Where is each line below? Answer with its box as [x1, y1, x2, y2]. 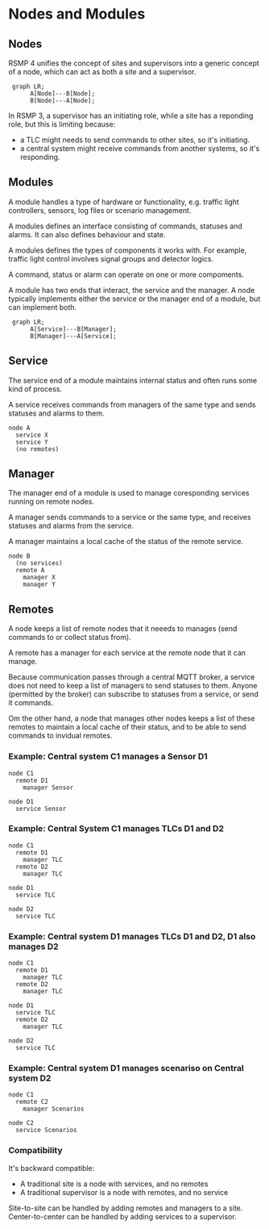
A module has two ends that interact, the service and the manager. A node [8, 285, 255, 295]
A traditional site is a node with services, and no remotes [19, 1179, 209, 1189]
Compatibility [8, 1145, 63, 1156]
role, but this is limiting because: [8, 119, 116, 129]
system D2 [8, 1072, 52, 1084]
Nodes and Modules [8, 5, 146, 23]
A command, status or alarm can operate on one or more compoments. [8, 270, 244, 279]
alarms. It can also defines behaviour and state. [8, 229, 166, 239]
